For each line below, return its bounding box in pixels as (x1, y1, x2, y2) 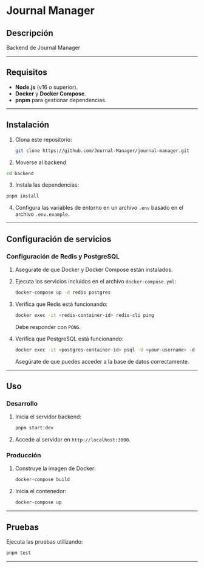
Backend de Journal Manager (6, 44, 81, 51)
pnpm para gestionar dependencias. (15, 96, 107, 103)
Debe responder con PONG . (15, 323, 81, 330)
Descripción (6, 28, 53, 38)
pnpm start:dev (15, 425, 54, 431)
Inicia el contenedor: (15, 488, 67, 495)
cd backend (6, 170, 34, 176)
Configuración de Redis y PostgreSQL (6, 252, 120, 260)
